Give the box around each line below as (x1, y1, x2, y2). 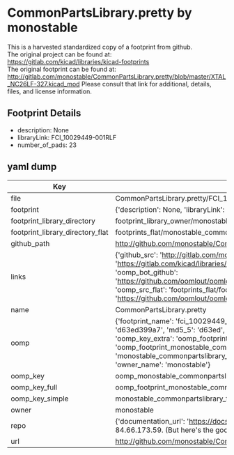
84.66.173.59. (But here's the (114, 425, 214, 435)
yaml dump (7, 161, 57, 173)
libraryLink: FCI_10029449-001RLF (17, 133, 117, 141)
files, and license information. (7, 87, 92, 95)
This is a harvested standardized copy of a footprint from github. (7, 43, 193, 51)
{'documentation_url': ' (114, 416, 189, 426)
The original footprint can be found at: (7, 65, 116, 73)
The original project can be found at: (7, 50, 112, 59)
